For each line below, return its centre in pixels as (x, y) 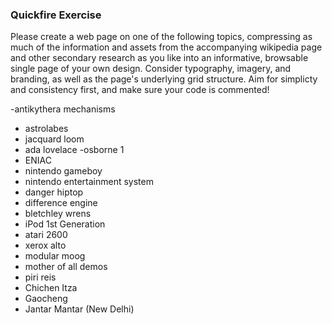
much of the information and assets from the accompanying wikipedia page (166, 47)
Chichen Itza (51, 288)
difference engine (61, 203)
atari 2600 (46, 235)
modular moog (55, 256)
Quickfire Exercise (56, 15)
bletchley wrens (58, 214)
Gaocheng (46, 299)
